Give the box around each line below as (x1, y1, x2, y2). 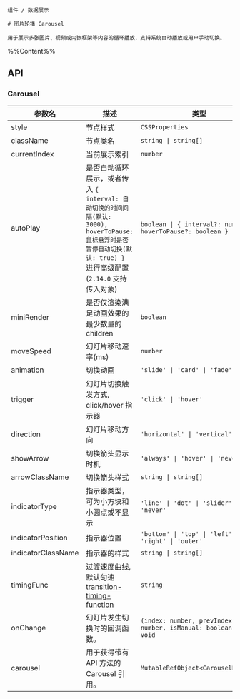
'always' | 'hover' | (140, 454, 214, 462)
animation (11, 365, 44, 375)
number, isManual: (140, 623, 204, 632)
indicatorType (11, 501, 57, 511)
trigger (11, 394, 34, 404)
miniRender (11, 312, 50, 322)
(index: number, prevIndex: (140, 616, 236, 625)
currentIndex (11, 149, 54, 159)
